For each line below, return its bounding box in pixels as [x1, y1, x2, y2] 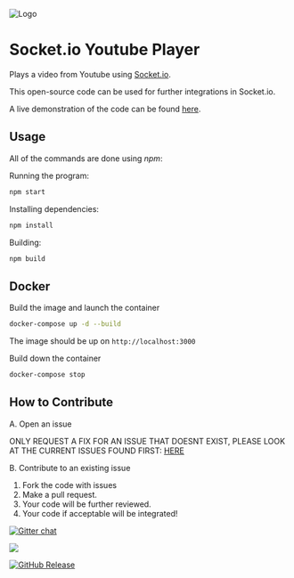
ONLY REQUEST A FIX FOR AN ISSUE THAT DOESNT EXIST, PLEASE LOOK [9, 436, 286, 446]
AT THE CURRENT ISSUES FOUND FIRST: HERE [9, 445, 184, 456]
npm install [9, 221, 53, 230]
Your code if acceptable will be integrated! [21, 508, 178, 518]
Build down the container [9, 353, 102, 364]
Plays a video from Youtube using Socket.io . [9, 69, 171, 79]
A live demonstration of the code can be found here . [9, 103, 201, 114]
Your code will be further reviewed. [21, 499, 151, 509]
